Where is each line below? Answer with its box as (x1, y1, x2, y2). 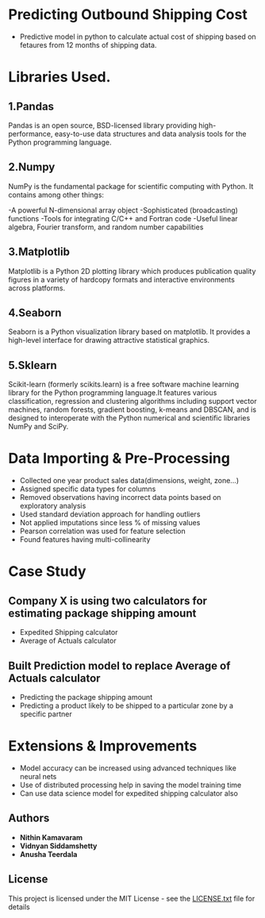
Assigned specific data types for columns (19, 484, 156, 494)
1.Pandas (8, 99, 54, 113)
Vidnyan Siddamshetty (19, 841, 98, 851)
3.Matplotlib (8, 245, 70, 259)
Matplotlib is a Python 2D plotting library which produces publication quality (8, 266, 256, 275)
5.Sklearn (8, 359, 57, 372)
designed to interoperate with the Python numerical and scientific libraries (8, 413, 251, 423)
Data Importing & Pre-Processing (8, 450, 230, 467)
